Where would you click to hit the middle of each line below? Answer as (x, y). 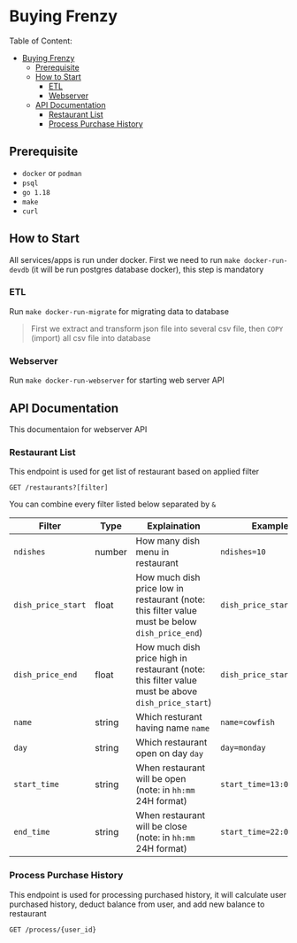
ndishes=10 (244, 552)
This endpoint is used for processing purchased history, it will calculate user (148, 894)
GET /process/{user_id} (53, 930)
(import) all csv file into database (91, 337)
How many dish (168, 541)
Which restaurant (171, 743)
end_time (32, 832)
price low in (160, 589)
